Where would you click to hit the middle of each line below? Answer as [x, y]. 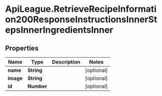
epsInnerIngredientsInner [59, 30]
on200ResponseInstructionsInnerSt [81, 19]
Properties [22, 48]
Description [66, 62]
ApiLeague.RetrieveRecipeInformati [81, 9]
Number [37, 86]
